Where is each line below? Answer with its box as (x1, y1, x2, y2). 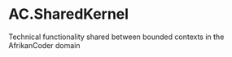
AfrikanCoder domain (8, 40, 81, 50)
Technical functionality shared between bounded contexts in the (8, 32, 225, 42)
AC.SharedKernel (8, 5, 129, 24)
